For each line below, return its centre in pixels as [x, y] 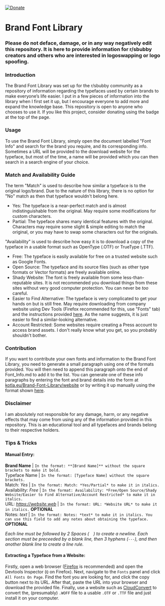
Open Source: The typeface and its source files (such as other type [81, 267]
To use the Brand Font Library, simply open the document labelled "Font [78, 141]
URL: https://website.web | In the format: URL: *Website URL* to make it [81, 504]
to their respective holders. [33, 430]
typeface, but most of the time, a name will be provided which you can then [82, 156]
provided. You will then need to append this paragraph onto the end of [76, 369]
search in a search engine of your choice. [47, 162]
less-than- [133, 278]
